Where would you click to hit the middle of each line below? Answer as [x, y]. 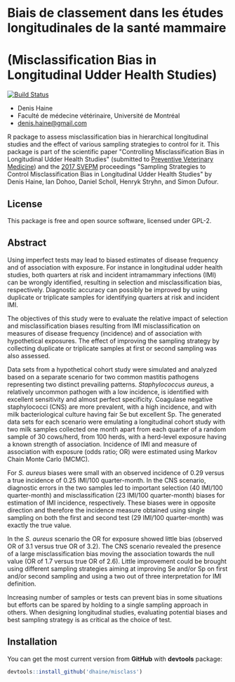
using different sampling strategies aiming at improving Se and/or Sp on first [117, 569]
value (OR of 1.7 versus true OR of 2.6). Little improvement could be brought [117, 561]
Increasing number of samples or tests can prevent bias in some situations [115, 597]
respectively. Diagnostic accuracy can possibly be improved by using [107, 289]
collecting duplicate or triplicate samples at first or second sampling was [112, 348]
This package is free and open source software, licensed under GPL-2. [109, 220]
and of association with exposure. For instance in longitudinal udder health [115, 267]
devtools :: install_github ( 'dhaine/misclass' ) [75, 671]
